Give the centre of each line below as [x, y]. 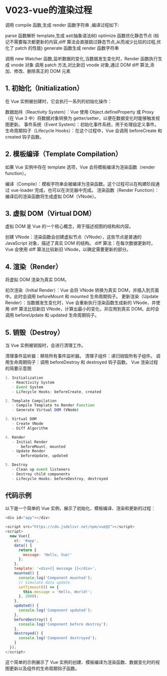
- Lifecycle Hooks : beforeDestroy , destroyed [60, 479]
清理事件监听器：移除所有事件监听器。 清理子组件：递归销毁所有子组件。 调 [83, 356]
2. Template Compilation [31, 401]
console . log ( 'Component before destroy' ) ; [63, 624]
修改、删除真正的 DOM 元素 [42, 71]
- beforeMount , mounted [41, 447]
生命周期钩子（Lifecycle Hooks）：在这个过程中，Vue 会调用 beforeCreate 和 [84, 131]
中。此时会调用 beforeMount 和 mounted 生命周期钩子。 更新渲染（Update [82, 297]
